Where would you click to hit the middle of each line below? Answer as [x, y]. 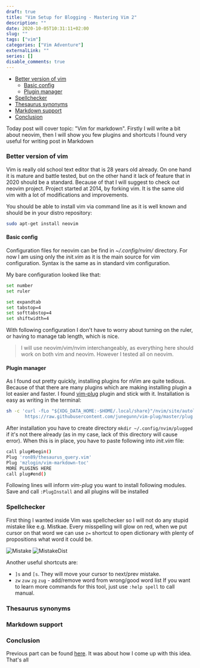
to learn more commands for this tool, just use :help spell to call [95, 586]
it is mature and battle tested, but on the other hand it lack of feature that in [98, 176]
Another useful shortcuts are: [42, 562]
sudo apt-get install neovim [42, 224]
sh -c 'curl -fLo [28, 411]
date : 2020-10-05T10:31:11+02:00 [48, 28]
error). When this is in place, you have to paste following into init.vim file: [95, 441]
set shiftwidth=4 [28, 319]
